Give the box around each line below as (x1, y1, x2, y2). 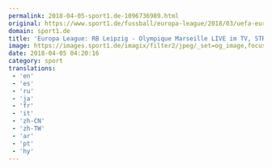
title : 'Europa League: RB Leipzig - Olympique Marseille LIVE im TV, (8, 34, 252, 43)
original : (8, 19, 42, 27)
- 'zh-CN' (11, 117, 45, 125)
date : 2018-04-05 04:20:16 (8, 49, 100, 57)
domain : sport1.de (8, 27, 70, 35)
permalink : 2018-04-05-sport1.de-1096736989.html (8, 11, 180, 20)
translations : (8, 65, 57, 73)
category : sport (8, 57, 63, 65)
